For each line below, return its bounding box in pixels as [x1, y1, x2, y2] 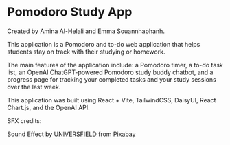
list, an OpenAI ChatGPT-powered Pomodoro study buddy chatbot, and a [7, 68, 214, 76]
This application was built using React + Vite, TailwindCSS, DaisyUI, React [7, 96, 216, 104]
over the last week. [7, 82, 61, 91]
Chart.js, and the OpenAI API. [7, 103, 91, 111]
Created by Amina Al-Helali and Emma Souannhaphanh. [7, 27, 165, 35]
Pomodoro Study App [7, 4, 133, 20]
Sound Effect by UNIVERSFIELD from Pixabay [7, 130, 136, 138]
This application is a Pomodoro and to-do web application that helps [7, 40, 200, 48]
